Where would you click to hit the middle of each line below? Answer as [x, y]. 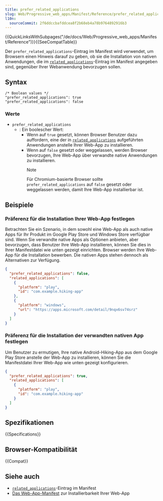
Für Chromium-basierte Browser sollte [65, 179]
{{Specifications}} [23, 434]
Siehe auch [22, 477]
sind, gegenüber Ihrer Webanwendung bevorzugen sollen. [63, 67]
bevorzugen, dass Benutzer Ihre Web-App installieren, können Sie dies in [78, 245]
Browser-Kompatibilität [41, 449]
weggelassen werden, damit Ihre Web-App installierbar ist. [85, 190]
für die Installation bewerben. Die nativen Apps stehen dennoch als [81, 255]
